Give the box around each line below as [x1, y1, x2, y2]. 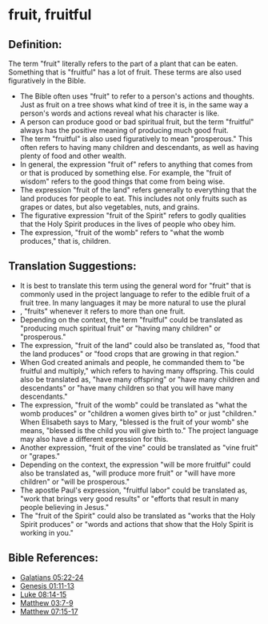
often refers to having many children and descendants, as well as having [19, 143, 259, 152]
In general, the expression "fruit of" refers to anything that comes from [19, 160, 254, 169]
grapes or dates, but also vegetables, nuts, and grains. [19, 202, 200, 212]
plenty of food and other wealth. [19, 151, 126, 160]
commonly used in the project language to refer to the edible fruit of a [19, 289, 250, 298]
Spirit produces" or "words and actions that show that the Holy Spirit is [19, 519, 254, 529]
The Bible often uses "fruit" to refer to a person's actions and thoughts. [19, 91, 254, 101]
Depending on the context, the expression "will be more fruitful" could [19, 460, 251, 469]
